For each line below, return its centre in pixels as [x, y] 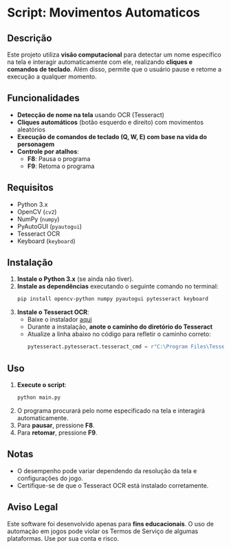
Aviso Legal [33, 507]
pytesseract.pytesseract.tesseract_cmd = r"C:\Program [107, 347]
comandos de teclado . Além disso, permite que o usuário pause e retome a [114, 69]
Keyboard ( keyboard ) [46, 241]
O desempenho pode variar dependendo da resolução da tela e [107, 470]
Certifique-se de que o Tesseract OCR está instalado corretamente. [113, 485]
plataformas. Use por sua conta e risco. [63, 538]
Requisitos [30, 188]
